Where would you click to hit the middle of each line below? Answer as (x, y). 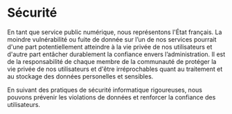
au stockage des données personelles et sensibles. (80, 76)
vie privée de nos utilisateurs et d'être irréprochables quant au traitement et (115, 69)
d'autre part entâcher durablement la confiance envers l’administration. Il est (116, 54)
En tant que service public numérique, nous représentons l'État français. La (115, 32)
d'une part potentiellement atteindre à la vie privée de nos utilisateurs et (110, 47)
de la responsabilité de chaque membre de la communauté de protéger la (112, 61)
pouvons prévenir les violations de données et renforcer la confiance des (111, 97)
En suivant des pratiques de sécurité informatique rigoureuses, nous (105, 90)
